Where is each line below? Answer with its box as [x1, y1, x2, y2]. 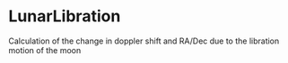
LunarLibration [8, 6, 121, 27]
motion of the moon [8, 44, 82, 55]
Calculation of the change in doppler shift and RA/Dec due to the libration [8, 35, 280, 46]
